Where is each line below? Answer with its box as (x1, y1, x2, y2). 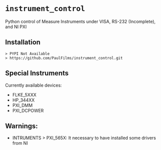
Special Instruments (5, 69, 69, 78)
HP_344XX (12, 97, 35, 103)
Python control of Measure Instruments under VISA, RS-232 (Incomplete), (5, 18, 156, 24)
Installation (5, 38, 41, 47)
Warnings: (5, 122, 38, 130)
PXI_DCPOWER (12, 107, 44, 113)
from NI (12, 140, 28, 146)
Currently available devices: (5, 82, 62, 88)
